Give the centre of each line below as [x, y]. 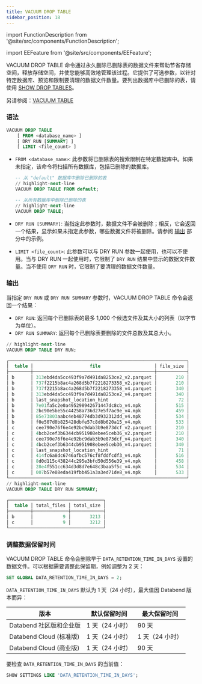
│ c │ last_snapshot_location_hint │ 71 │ [98, 450]
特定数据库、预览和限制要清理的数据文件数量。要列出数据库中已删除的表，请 [101, 80]
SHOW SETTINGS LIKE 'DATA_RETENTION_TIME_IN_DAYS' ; [72, 676]
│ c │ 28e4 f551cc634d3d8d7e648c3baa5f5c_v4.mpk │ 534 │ [98, 467]
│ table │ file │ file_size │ [98, 366]
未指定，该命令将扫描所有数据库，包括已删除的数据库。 [83, 166]
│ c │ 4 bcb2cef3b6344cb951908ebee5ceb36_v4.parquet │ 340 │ [98, 444]
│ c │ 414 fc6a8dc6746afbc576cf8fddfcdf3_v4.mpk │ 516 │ [98, 456]
